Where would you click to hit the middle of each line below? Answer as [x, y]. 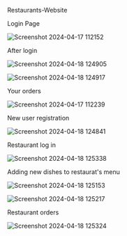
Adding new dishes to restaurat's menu [64, 172]
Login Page [24, 23]
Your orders [24, 91]
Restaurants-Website [37, 10]
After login [22, 50]
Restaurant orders [33, 212]
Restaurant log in [32, 145]
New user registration [38, 118]
